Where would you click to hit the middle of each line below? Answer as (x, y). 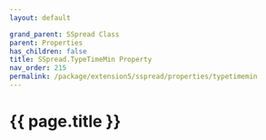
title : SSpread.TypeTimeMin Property (81, 60)
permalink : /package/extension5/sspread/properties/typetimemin (133, 77)
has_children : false (49, 51)
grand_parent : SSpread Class (64, 34)
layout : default (40, 18)
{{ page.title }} (65, 121)
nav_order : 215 (38, 68)
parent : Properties (46, 43)
